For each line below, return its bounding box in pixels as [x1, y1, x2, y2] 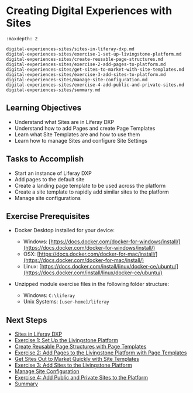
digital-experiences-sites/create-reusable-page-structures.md [6, 56, 164, 62]
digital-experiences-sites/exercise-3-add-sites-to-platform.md [6, 71, 166, 77]
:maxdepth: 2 [6, 36, 38, 42]
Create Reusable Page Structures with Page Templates [14, 343, 147, 350]
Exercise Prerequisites [6, 211, 90, 221]
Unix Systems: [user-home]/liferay [23, 298, 109, 305]
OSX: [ [23, 250, 39, 258]
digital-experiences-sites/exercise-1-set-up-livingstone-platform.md [6, 51, 182, 57]
